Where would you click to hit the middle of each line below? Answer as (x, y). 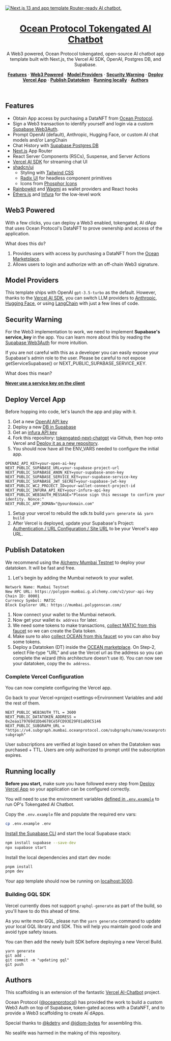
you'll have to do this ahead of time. (43, 911)
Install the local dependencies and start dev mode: (58, 857)
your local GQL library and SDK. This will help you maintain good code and (83, 926)
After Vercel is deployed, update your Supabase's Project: (73, 523)
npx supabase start (26, 847)
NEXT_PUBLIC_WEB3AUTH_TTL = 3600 (41, 713)
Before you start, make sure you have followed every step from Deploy (80, 783)
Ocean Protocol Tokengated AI (85, 29)
